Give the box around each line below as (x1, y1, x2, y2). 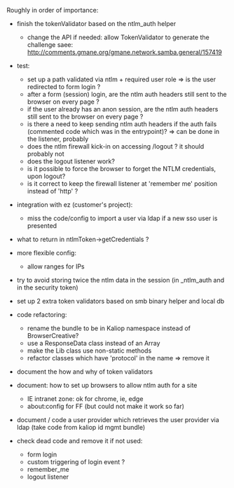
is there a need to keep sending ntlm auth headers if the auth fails (27, 120, 217, 128)
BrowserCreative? (27, 332, 79, 339)
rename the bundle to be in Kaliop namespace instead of (27, 324, 191, 332)
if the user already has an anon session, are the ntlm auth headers (27, 105, 219, 113)
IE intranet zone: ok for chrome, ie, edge (27, 395, 144, 402)
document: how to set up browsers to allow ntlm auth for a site (16, 381, 198, 389)
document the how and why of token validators (16, 367, 153, 376)
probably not (27, 150, 64, 158)
